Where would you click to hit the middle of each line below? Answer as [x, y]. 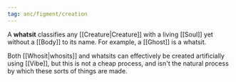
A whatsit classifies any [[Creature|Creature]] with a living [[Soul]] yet [111, 34]
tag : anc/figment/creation [47, 14]
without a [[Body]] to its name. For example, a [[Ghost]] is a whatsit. [107, 42]
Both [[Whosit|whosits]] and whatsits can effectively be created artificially [116, 56]
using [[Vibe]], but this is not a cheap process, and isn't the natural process [118, 63]
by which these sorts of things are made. [67, 71]
